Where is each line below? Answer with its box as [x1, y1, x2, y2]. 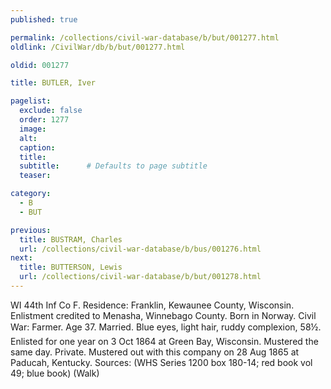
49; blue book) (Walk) [10, 367, 100, 379]
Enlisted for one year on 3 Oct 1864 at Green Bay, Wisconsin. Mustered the [10, 335, 319, 347]
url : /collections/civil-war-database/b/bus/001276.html [19, 244, 262, 254]
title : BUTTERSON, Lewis [19, 262, 123, 273]
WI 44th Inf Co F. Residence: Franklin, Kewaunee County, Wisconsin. [10, 299, 295, 311]
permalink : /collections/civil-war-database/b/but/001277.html [10, 32, 280, 43]
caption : [19, 142, 56, 153]
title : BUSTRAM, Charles [19, 234, 123, 245]
